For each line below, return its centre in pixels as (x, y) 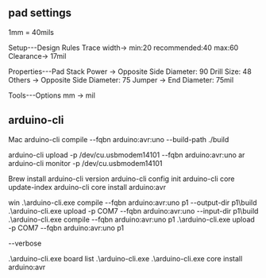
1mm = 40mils (31, 32)
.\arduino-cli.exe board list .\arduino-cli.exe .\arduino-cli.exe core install (125, 258)
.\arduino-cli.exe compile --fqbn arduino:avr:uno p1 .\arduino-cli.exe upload (132, 219)
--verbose (25, 243)
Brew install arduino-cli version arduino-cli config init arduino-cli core (122, 179)
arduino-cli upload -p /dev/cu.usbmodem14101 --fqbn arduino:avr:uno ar (127, 155)
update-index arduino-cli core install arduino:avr (87, 187)
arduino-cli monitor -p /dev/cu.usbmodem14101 (85, 163)
